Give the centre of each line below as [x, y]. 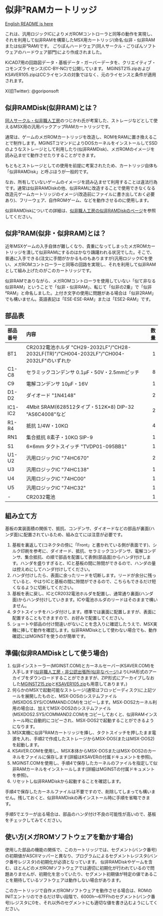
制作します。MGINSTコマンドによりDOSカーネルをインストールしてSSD [85, 143]
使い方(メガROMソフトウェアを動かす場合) [69, 837]
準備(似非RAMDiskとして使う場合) [57, 653]
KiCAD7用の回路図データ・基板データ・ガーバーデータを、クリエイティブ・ [81, 62]
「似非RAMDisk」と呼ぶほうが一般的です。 [48, 171]
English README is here [29, 24]
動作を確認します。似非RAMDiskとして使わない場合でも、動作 [95, 630]
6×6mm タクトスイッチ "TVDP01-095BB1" [76, 447]
